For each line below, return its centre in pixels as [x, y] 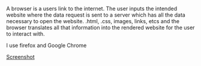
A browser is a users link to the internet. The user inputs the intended [92, 9]
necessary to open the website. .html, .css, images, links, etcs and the [93, 21]
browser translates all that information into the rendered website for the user [100, 27]
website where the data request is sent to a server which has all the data [96, 15]
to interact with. [25, 34]
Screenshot [20, 57]
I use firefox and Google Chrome [46, 45]
